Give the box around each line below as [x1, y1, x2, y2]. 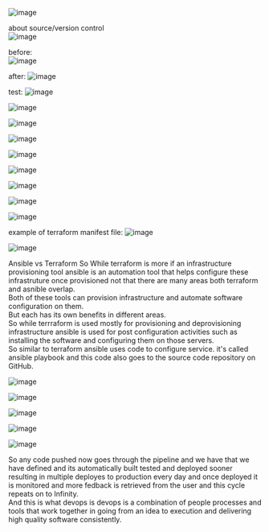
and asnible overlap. [8, 284, 75, 294]
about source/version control [8, 23, 104, 32]
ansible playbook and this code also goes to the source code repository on [8, 353, 255, 362]
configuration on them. [8, 302, 84, 311]
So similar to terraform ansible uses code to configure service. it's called [8, 344, 249, 353]
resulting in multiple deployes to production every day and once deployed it [8, 472, 259, 481]
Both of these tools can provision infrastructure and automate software [8, 293, 243, 302]
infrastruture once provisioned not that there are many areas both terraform [8, 276, 259, 285]
